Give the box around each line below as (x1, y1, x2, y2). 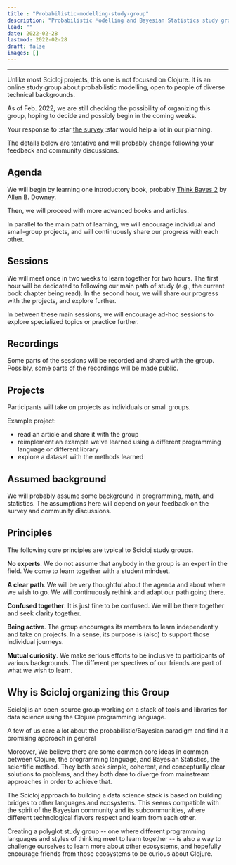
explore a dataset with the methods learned (17, 453, 144, 461)
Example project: (7, 416, 56, 425)
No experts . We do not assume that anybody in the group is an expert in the (7, 559, 228, 568)
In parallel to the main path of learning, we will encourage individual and (7, 219, 216, 229)
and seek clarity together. (7, 609, 81, 617)
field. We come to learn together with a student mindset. (7, 567, 171, 575)
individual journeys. (7, 637, 64, 646)
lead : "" (7, 23, 33, 30)
